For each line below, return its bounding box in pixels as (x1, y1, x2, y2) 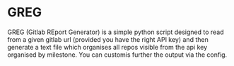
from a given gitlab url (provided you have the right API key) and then (7, 35, 209, 43)
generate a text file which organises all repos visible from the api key (7, 43, 208, 51)
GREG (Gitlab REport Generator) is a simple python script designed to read (7, 28, 224, 36)
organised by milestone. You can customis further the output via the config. (7, 50, 228, 59)
